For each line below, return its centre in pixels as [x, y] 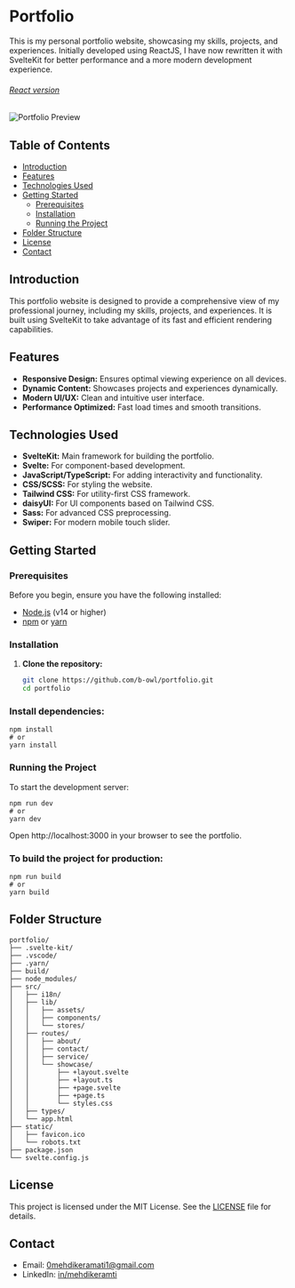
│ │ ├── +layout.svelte [69, 1072]
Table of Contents [60, 145]
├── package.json [41, 1150]
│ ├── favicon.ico [48, 1134]
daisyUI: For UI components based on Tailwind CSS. [118, 503]
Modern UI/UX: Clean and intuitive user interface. [113, 397]
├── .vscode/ [33, 956]
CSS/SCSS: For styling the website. [87, 484]
